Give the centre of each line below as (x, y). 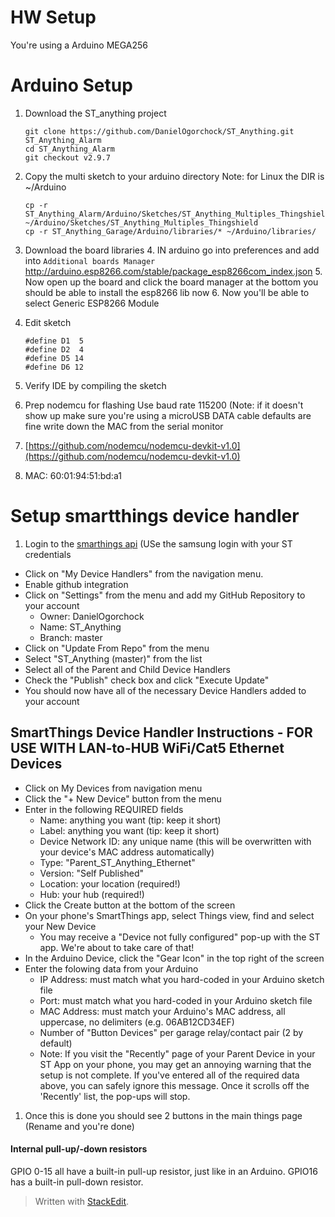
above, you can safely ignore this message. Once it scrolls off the (174, 1085)
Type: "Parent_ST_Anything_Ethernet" (117, 862)
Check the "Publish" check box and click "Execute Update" (147, 680)
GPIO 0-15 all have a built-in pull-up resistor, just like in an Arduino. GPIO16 (164, 1171)
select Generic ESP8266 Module (92, 303)
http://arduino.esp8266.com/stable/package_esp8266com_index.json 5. (173, 271)
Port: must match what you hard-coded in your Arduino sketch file (176, 1000)
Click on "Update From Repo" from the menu (117, 648)
